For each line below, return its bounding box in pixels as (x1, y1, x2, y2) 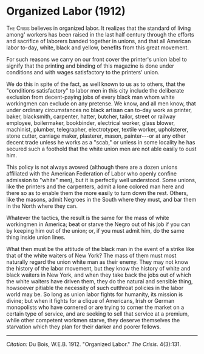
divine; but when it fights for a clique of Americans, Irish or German (6, 297, 175, 304)
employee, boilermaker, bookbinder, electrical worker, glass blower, (6, 119, 175, 126)
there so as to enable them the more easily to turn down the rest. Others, (6, 189, 188, 196)
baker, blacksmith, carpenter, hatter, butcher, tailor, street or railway (6, 113, 176, 120)
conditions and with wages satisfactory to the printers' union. (6, 68, 160, 76)
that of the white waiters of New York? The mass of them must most (6, 252, 177, 259)
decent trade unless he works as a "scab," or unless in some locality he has (6, 138, 195, 146)
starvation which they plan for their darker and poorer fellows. (6, 323, 161, 330)
